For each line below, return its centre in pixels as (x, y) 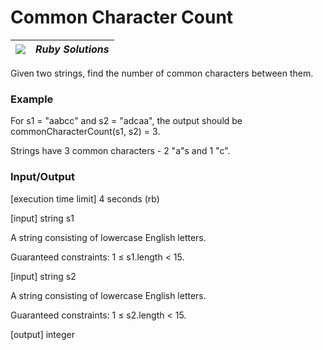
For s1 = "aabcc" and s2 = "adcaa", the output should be (126, 121)
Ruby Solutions (72, 49)
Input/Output (42, 177)
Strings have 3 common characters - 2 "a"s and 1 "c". (120, 151)
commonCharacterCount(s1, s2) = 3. (85, 132)
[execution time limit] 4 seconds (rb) (85, 198)
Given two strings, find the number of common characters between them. (162, 73)
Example (32, 99)
